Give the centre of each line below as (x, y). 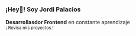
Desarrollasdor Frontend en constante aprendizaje (68, 22)
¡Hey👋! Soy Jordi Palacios (43, 9)
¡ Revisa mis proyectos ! (30, 28)
